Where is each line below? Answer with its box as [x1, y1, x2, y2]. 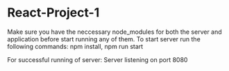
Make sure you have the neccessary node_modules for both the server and [7, 28, 222, 36]
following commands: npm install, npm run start [7, 42, 144, 50]
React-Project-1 [7, 5, 100, 21]
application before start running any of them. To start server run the [7, 34, 201, 43]
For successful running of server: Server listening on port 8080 [7, 55, 188, 63]
